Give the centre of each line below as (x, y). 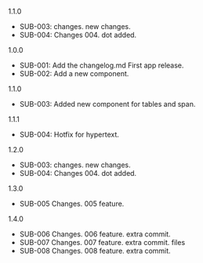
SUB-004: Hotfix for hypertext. (69, 134)
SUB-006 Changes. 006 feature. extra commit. (95, 234)
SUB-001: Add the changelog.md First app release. (101, 65)
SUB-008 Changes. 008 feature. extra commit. (95, 251)
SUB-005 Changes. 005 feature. (72, 204)
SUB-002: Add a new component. (74, 73)
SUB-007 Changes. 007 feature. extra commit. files (102, 242)
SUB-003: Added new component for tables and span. (107, 104)
